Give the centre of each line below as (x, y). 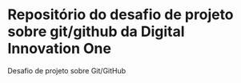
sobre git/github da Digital (96, 32)
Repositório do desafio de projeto (120, 15)
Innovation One (59, 49)
